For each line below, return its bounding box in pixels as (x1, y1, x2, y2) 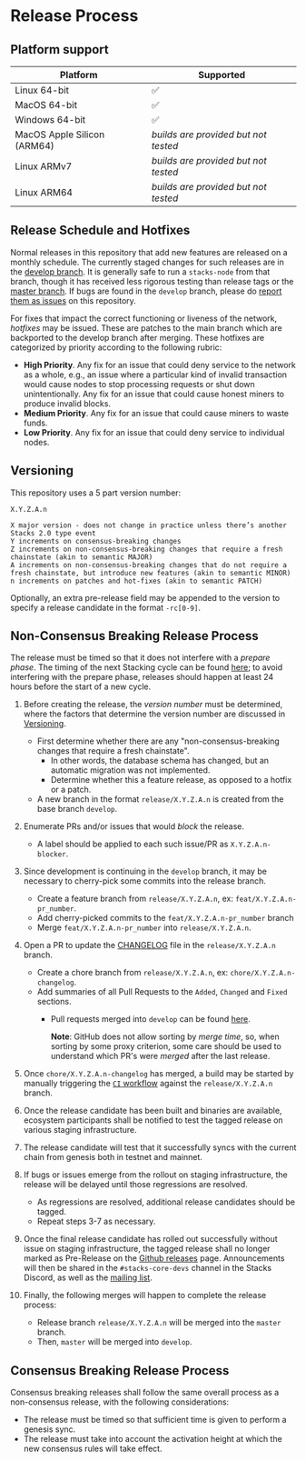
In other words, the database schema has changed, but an (50, 756, 270, 766)
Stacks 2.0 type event (10, 528, 96, 537)
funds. (23, 417, 48, 428)
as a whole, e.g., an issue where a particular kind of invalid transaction (23, 369, 288, 380)
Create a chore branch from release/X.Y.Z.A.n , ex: (36, 967, 229, 978)
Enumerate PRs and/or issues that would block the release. (23, 821, 244, 832)
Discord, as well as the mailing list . (23, 1272, 153, 1283)
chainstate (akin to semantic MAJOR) (10, 552, 153, 562)
